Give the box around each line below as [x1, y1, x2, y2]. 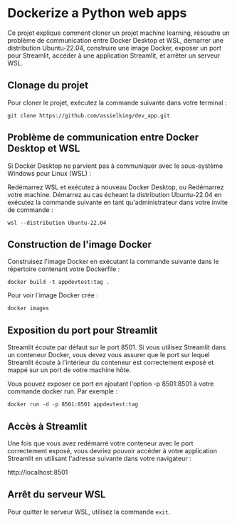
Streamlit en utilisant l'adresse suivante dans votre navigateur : [7, 454, 191, 463]
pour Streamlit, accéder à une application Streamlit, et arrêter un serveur [7, 51, 221, 60]
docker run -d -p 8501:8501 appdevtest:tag [7, 401, 139, 408]
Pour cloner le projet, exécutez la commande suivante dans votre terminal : [7, 98, 227, 107]
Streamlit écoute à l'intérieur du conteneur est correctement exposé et [7, 358, 214, 367]
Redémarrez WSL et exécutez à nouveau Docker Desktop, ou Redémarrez [7, 183, 224, 191]
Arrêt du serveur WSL [7, 489, 106, 501]
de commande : [7, 205, 53, 214]
